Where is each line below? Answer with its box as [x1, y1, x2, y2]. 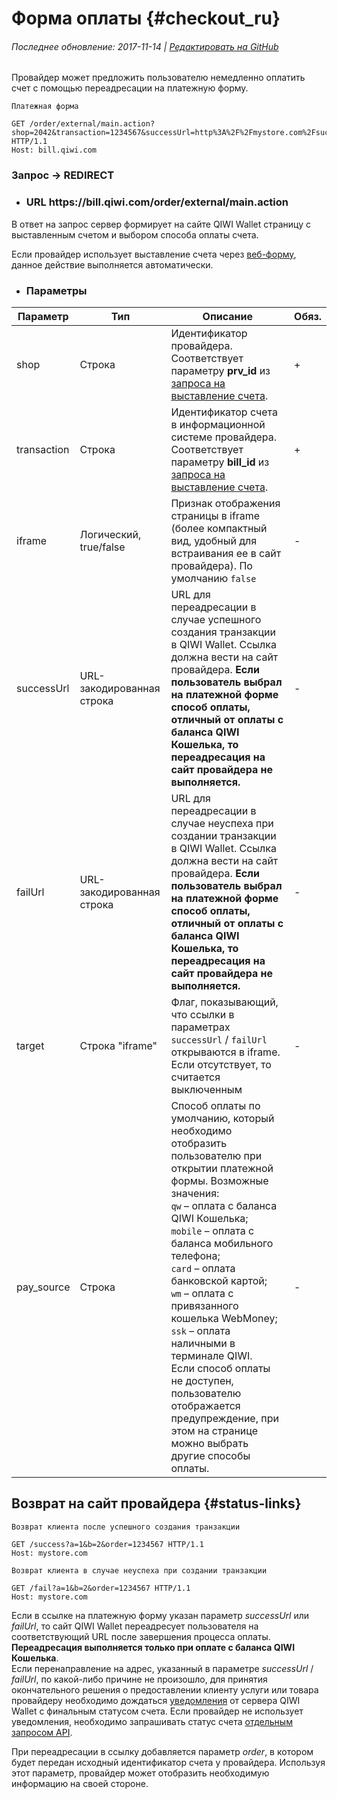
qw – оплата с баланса [170, 1198, 278, 1212]
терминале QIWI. [170, 1348, 253, 1362]
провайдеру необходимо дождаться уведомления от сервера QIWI [11, 1694, 301, 1706]
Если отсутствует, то [170, 1057, 272, 1071]
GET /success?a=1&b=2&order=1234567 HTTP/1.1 [11, 1539, 204, 1549]
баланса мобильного [170, 1236, 274, 1250]
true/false [79, 540, 126, 554]
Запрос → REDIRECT [11, 168, 115, 182]
